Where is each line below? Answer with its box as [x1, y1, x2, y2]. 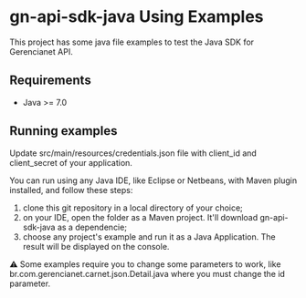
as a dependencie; [57, 221, 128, 232]
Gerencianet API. [9, 46, 73, 57]
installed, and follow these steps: [9, 184, 133, 195]
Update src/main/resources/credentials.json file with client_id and [9, 148, 258, 159]
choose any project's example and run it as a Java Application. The [22, 231, 276, 242]
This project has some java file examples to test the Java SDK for [9, 36, 254, 47]
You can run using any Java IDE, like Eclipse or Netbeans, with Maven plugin [9, 175, 298, 186]
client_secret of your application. [9, 157, 132, 168]
